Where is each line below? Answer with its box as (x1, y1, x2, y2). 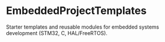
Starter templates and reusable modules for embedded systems (6, 23, 159, 30)
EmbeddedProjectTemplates (6, 4, 147, 17)
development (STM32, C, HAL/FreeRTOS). (6, 29, 108, 36)
